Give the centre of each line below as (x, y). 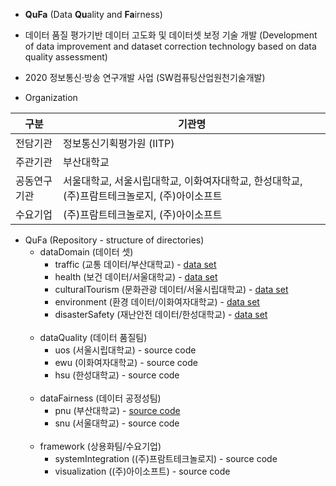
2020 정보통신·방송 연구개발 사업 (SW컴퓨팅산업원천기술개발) (145, 77)
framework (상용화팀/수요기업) (100, 446)
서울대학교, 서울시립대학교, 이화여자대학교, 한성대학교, (183, 181)
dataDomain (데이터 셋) (86, 252)
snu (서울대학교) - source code (117, 423)
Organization (51, 97)
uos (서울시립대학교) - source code (125, 350)
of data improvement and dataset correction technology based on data (170, 46)
